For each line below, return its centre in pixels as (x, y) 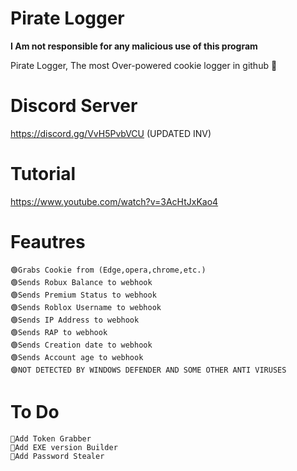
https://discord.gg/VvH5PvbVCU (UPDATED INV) (111, 133)
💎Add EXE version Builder (64, 447)
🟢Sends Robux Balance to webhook (81, 282)
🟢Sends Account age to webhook (77, 357)
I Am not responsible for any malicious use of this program (134, 46)
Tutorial (43, 174)
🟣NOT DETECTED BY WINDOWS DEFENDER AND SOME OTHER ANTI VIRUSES (148, 370)
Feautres (48, 242)
